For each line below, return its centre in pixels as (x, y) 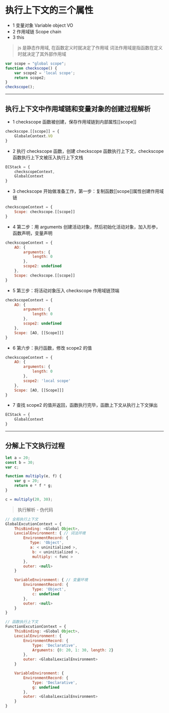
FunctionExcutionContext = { (36, 627)
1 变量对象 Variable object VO (43, 25)
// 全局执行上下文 (22, 519)
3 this (18, 37)
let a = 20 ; (18, 458)
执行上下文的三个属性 (50, 10)
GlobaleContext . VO (33, 136)
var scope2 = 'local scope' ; (45, 73)
